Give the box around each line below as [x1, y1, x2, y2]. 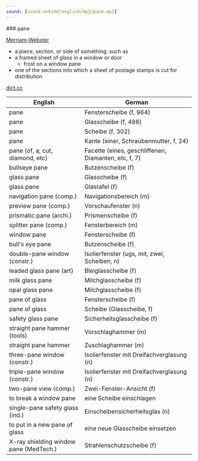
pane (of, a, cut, [9, 146, 53, 154]
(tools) [9, 331, 28, 340]
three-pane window [9, 350, 65, 358]
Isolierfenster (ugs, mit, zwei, [84, 249, 165, 258]
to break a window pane [9, 394, 75, 402]
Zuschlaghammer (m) [84, 341, 144, 349]
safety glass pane [9, 314, 58, 322]
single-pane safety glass [9, 403, 78, 411]
